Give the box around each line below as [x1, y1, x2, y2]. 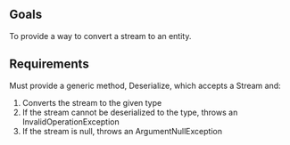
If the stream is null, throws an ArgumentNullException [21, 125, 223, 136]
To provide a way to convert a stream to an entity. [9, 30, 192, 41]
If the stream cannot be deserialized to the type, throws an [21, 107, 238, 117]
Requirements [9, 57, 89, 72]
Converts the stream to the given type [21, 97, 162, 108]
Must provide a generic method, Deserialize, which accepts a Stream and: [9, 80, 281, 91]
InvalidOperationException [21, 116, 120, 127]
